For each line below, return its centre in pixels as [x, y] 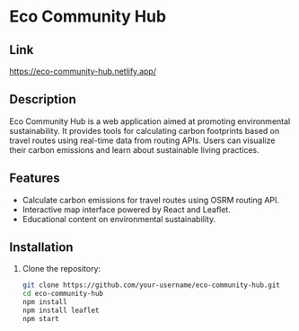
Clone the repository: [62, 269]
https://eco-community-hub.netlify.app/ [83, 71]
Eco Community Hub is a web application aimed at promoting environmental [150, 121]
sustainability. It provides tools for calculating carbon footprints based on [145, 130]
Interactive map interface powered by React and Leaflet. [126, 210]
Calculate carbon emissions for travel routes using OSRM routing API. [151, 200]
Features [35, 179]
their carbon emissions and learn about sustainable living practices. [135, 149]
